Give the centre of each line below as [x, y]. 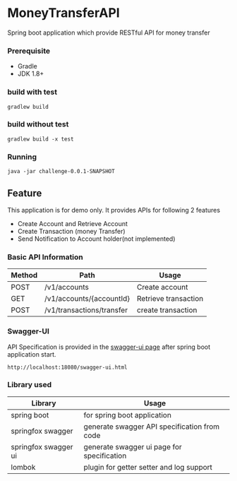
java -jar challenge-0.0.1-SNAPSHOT [61, 172]
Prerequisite [29, 51]
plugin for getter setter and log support [148, 467]
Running [22, 157]
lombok [23, 467]
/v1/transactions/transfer [86, 310]
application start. [32, 354]
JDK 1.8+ [31, 74]
